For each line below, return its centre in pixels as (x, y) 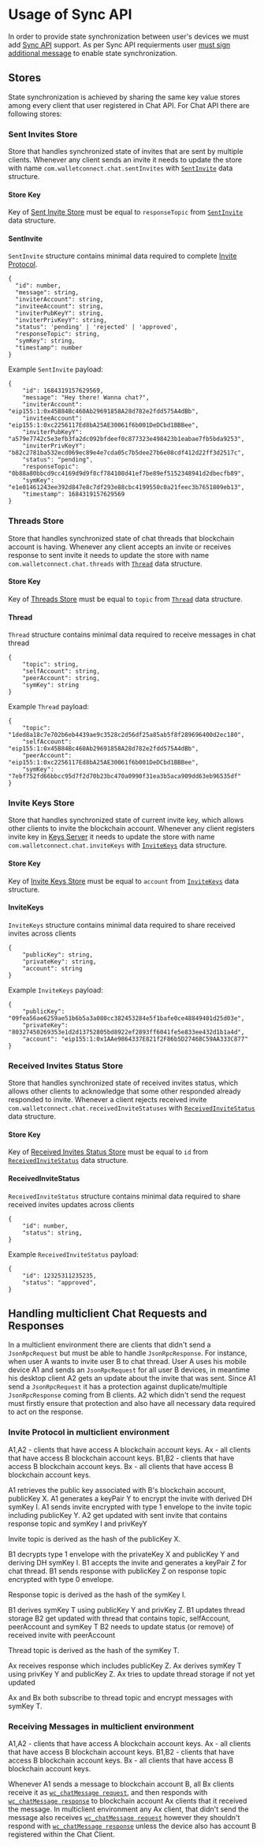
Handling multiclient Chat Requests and (108, 1313)
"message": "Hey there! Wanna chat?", (86, 398)
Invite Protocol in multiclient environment (89, 1432)
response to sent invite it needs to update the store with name (109, 555)
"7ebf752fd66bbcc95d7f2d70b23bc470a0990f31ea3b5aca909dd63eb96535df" (125, 776)
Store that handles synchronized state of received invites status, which (123, 1083)
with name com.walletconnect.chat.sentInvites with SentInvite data (121, 168)
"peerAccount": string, (61, 679)
